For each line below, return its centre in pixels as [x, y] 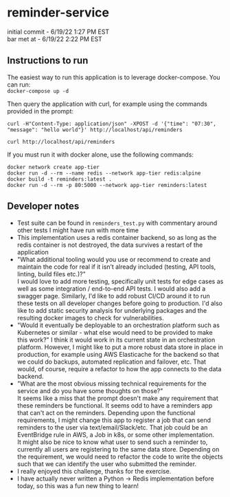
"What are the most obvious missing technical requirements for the [112, 384]
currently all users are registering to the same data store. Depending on [118, 449]
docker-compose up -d [38, 91]
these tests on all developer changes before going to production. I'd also [120, 303]
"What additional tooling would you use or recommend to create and [114, 259]
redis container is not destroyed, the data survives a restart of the [110, 245]
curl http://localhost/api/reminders [61, 142]
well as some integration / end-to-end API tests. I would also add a [111, 288]
